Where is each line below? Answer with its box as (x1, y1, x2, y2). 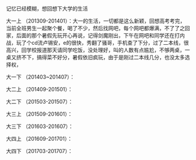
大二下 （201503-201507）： (6, 98, 73, 105)
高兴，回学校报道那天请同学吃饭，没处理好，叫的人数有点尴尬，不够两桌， (6, 47, 185, 54)
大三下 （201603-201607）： (6, 123, 74, 130)
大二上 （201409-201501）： (6, 86, 73, 93)
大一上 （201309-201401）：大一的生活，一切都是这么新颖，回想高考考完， (6, 17, 185, 24)
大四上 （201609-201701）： (6, 136, 73, 142)
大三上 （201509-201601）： (6, 111, 73, 118)
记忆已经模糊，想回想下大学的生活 (6, 5, 88, 12)
